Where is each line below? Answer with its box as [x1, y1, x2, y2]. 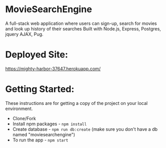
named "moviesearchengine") [12, 131, 75, 137]
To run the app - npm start [12, 137, 68, 143]
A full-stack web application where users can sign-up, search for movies [5, 20, 157, 26]
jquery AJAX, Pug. [5, 31, 44, 37]
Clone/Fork [12, 115, 36, 121]
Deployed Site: [5, 49, 68, 60]
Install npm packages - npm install [12, 121, 87, 127]
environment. [5, 105, 33, 112]
